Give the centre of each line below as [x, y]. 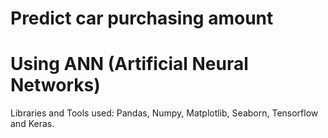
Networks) [55, 85]
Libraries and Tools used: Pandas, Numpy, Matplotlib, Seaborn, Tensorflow [164, 113]
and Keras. [32, 124]
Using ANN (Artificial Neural [129, 64]
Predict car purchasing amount [142, 18]
